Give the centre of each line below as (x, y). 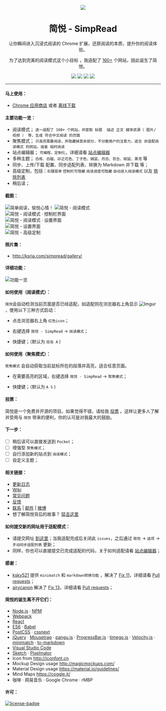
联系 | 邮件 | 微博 (29, 508)
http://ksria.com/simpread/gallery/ (47, 256)
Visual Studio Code (32, 648)
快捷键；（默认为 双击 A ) (36, 342)
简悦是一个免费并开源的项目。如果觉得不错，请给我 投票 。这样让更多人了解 (82, 411)
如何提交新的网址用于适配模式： (38, 526)
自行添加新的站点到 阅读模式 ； (42, 454)
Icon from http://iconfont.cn (41, 658)
